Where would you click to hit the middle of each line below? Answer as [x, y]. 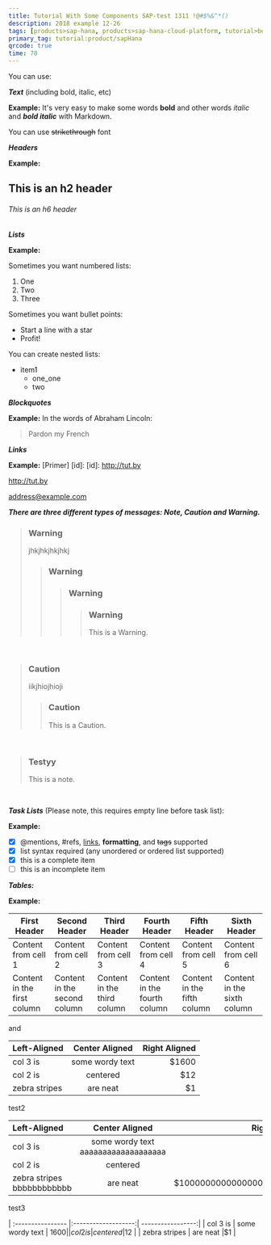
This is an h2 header [60, 189]
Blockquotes [30, 402]
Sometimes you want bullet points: [66, 314]
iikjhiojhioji [45, 687]
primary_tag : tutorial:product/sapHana [75, 38]
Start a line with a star [56, 330]
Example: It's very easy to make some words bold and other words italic [129, 107]
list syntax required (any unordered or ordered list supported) [122, 851]
